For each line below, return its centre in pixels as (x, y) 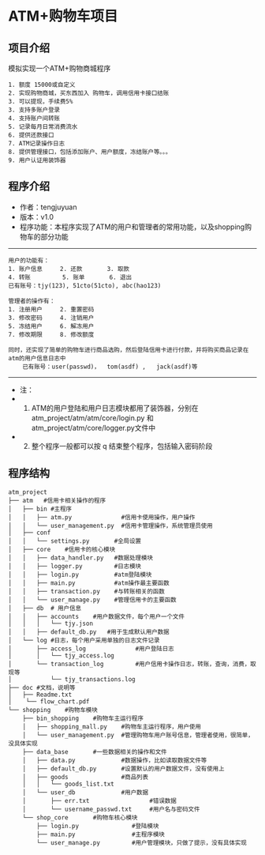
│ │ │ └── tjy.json (50, 623)
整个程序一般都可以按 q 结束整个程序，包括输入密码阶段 (122, 446)
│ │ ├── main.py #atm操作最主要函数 (89, 583)
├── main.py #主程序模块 (101, 834)
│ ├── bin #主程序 (40, 509)
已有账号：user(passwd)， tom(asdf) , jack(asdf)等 (110, 367)
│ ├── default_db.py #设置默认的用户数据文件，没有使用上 (123, 768)
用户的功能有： (29, 260)
